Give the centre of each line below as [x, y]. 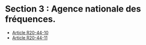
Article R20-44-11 [30, 38]
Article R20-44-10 [30, 32]
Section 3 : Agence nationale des [73, 9]
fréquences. [30, 19]
